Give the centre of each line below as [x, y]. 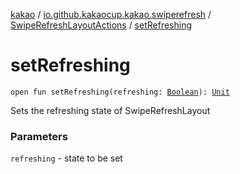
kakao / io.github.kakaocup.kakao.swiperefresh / [111, 14]
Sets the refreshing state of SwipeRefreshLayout [110, 110]
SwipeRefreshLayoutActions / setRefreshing [101, 25]
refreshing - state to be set [66, 158]
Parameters [39, 136]
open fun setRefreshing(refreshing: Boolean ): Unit [120, 92]
